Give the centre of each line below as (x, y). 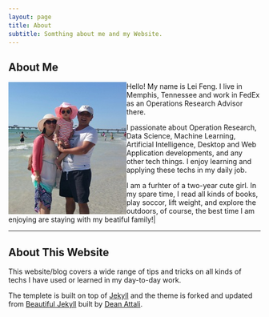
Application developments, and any (185, 153)
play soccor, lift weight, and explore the (191, 203)
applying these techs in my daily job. (187, 170)
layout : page (30, 17)
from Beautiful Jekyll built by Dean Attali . (75, 304)
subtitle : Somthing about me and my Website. (85, 34)
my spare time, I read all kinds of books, (193, 194)
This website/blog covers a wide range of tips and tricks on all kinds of (125, 271)
